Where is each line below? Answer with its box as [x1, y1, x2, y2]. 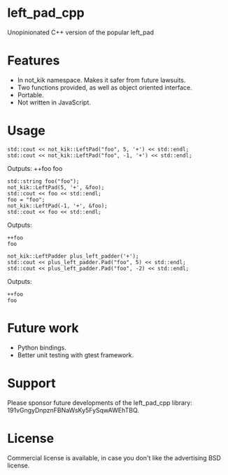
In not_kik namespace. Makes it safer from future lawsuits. [17, 76, 186, 84]
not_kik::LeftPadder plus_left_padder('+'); [7, 252, 139, 260]
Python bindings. [17, 343, 66, 352]
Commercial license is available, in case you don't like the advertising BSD [7, 453, 222, 462]
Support [7, 375, 56, 391]
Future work [7, 320, 79, 336]
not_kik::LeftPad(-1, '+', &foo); [7, 202, 108, 209]
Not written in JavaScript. [17, 98, 91, 106]
